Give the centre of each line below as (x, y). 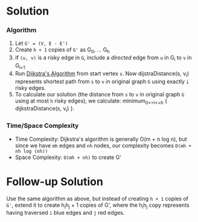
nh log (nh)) (31, 151)
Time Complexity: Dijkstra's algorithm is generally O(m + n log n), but (101, 139)
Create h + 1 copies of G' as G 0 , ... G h (62, 51)
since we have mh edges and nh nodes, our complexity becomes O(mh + (103, 145)
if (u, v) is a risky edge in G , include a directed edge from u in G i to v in (103, 59)
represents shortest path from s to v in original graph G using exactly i (102, 81)
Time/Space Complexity (43, 126)
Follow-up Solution (55, 182)
